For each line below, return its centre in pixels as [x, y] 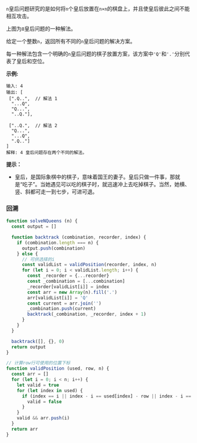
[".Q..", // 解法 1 [33, 99]
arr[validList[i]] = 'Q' [58, 298]
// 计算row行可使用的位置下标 [38, 363]
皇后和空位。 [32, 61]
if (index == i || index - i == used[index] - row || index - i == [106, 396]
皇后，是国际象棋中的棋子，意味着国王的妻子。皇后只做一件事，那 [95, 177]
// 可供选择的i [38, 259]
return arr [25, 429]
